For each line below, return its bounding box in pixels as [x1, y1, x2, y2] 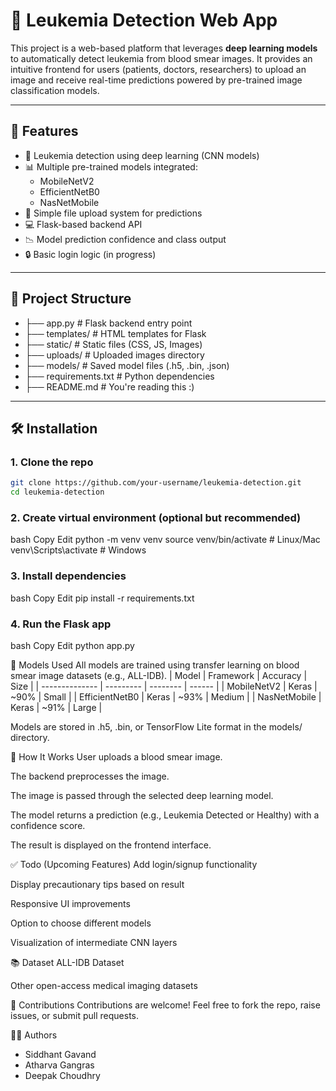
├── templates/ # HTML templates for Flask [24, 327, 207, 339]
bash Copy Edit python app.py [10, 639, 135, 651]
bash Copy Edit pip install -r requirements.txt [10, 592, 195, 604]
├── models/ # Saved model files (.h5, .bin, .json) [24, 359, 230, 371]
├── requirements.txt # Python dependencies [24, 370, 215, 382]
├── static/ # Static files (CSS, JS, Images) [24, 338, 203, 350]
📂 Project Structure [10, 290, 132, 308]
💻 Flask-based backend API [24, 218, 143, 230]
